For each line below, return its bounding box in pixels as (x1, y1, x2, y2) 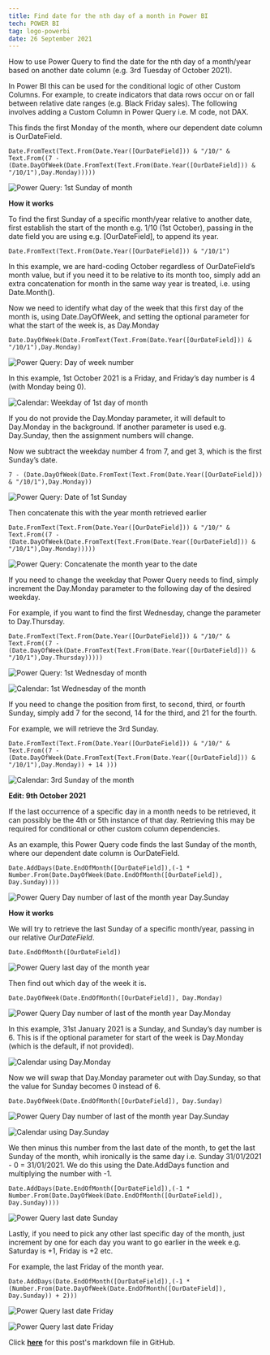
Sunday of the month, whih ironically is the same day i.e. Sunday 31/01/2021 (8, 1152, 262, 1162)
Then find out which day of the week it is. (8, 979, 147, 988)
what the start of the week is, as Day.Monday (8, 320, 160, 330)
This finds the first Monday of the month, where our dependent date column (8, 123, 263, 132)
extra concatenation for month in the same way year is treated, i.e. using (8, 279, 251, 289)
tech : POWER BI (8, 20, 60, 28)
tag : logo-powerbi (8, 27, 71, 35)
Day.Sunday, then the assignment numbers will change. (8, 431, 195, 441)
